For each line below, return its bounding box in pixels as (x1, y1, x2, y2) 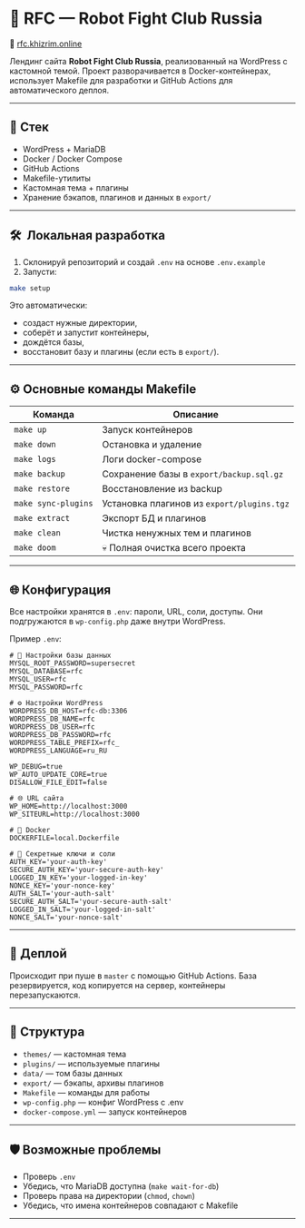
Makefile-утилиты (22, 172, 91, 183)
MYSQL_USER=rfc (9, 675, 67, 684)
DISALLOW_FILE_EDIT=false (9, 778, 107, 788)
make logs (14, 454, 56, 465)
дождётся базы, (22, 337, 84, 348)
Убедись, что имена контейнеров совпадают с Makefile (22, 1200, 239, 1211)
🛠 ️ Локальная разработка (9, 228, 166, 243)
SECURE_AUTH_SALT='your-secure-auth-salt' (9, 898, 172, 907)
